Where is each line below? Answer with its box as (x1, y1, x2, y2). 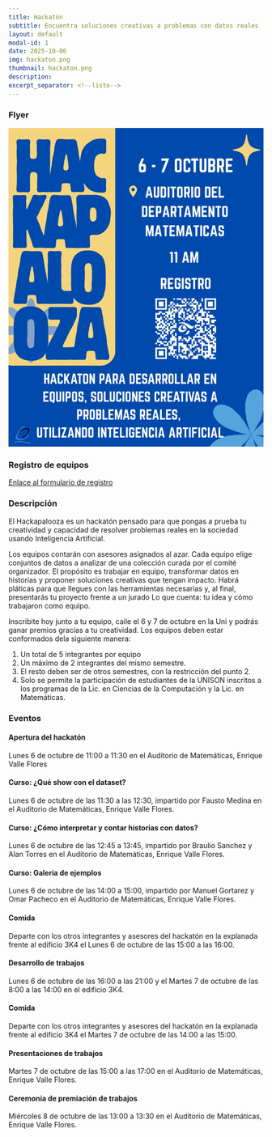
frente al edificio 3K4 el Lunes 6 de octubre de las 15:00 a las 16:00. (8, 940, 235, 949)
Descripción (8, 498, 58, 509)
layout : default (8, 30, 63, 38)
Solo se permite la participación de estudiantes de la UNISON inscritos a (19, 675, 261, 685)
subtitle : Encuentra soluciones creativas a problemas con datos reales (8, 21, 259, 30)
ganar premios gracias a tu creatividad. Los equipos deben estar (8, 625, 224, 634)
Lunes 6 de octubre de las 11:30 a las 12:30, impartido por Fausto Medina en (8, 795, 262, 805)
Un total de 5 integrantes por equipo (19, 649, 142, 659)
